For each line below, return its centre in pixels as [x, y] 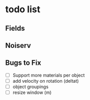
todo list [23, 9]
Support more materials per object [49, 75]
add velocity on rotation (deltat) [46, 81]
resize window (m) [32, 92]
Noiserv [18, 45]
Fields [15, 28]
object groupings [31, 86]
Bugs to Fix [23, 63]
